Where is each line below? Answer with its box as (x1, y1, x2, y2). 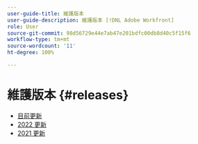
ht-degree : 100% (7, 49, 54, 56)
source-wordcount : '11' (7, 42, 76, 49)
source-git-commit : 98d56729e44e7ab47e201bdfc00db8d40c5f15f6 (7, 29, 191, 37)
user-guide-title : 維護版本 (7, 10, 85, 17)
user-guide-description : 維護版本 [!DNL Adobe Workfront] (7, 17, 175, 24)
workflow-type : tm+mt (7, 36, 70, 43)
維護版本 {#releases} (7, 88, 129, 103)
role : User (7, 23, 39, 30)
